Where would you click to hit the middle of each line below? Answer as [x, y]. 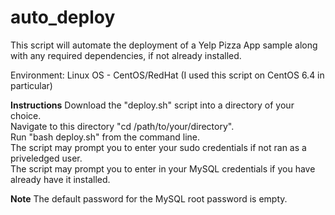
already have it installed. [60, 179]
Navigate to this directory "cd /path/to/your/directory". [122, 126]
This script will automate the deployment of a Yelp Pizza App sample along [164, 45]
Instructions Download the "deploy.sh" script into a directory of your [152, 105]
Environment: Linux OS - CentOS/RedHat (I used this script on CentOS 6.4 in [167, 75]
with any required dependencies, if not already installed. [126, 55]
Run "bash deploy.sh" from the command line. [105, 137]
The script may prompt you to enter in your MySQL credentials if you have [163, 168]
